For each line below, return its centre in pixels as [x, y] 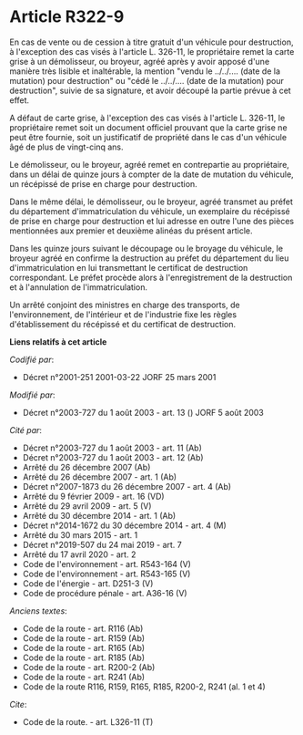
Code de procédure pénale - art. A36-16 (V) [105, 593]
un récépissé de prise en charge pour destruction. [103, 183]
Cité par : [26, 430]
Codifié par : [32, 359]
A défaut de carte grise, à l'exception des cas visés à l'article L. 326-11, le [147, 118]
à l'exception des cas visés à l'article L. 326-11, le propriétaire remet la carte [152, 51]
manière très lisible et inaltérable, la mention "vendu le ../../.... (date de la [145, 71]
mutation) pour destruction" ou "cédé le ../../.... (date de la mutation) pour [147, 80]
